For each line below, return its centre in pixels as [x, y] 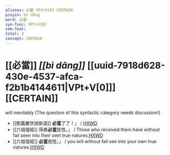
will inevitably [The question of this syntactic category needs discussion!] [83, 113]
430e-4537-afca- [44, 77]
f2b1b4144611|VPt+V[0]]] [61, 88]
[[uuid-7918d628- [126, 66]
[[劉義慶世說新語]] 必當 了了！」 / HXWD [55, 123]
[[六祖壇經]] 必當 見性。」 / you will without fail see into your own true [84, 141]
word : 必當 [16, 19]
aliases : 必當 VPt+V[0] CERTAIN [39, 10]
